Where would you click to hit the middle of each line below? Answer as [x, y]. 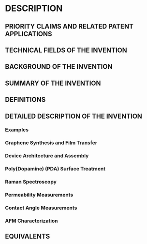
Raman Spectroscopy [31, 182]
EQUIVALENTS [28, 236]
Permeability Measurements [39, 195]
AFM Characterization [31, 221]
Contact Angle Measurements [41, 208]
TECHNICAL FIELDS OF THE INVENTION [66, 50]
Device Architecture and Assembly [47, 156]
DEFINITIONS [25, 100]
